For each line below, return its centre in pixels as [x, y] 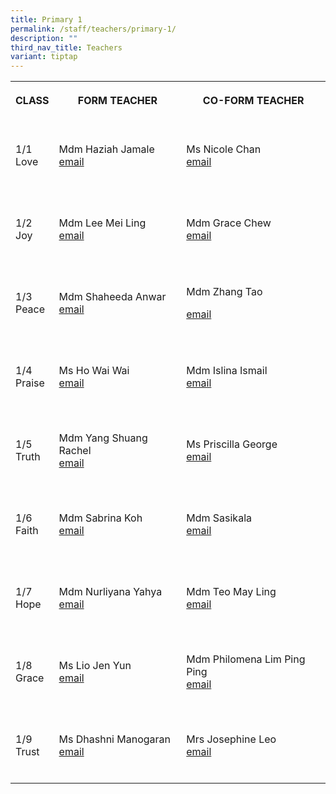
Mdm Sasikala [219, 518]
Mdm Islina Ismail [227, 371]
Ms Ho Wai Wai [94, 371]
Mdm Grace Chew [229, 223]
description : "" [44, 38]
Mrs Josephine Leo [231, 739]
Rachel [75, 451]
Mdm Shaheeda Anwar [112, 297]
